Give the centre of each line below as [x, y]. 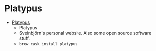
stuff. [25, 38]
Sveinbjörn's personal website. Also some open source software [85, 33]
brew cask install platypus [48, 44]
